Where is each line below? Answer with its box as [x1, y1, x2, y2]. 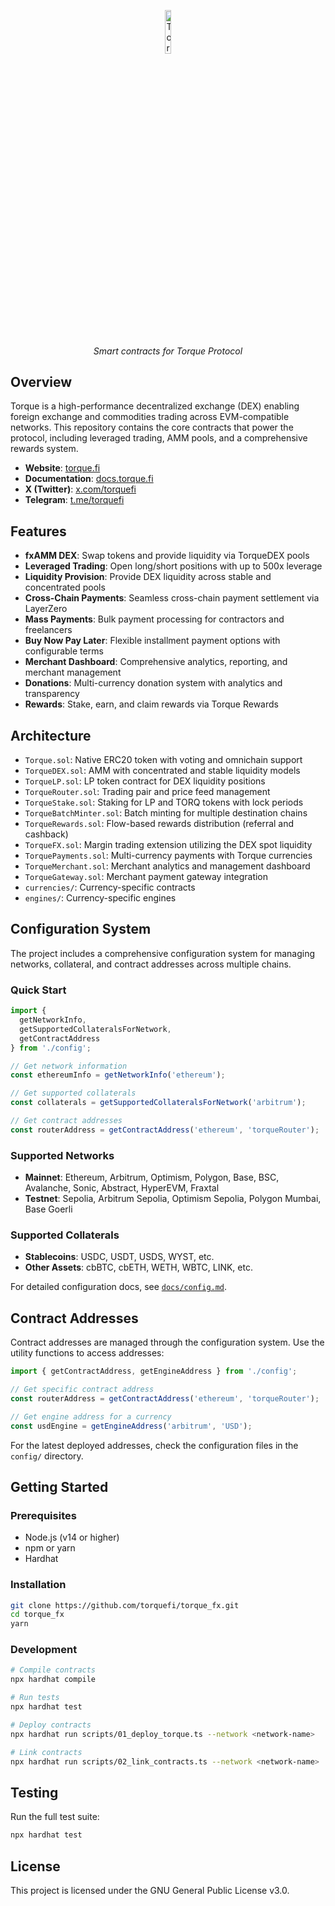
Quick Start [10, 983, 67, 997]
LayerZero [24, 603, 68, 615]
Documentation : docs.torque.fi [24, 473, 154, 485]
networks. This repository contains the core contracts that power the [10, 421, 294, 434]
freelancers [24, 624, 73, 636]
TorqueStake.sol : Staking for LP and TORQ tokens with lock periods [24, 796, 304, 809]
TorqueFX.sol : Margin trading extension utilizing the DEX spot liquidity [24, 839, 313, 851]
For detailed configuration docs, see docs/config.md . [10, 1281, 228, 1293]
